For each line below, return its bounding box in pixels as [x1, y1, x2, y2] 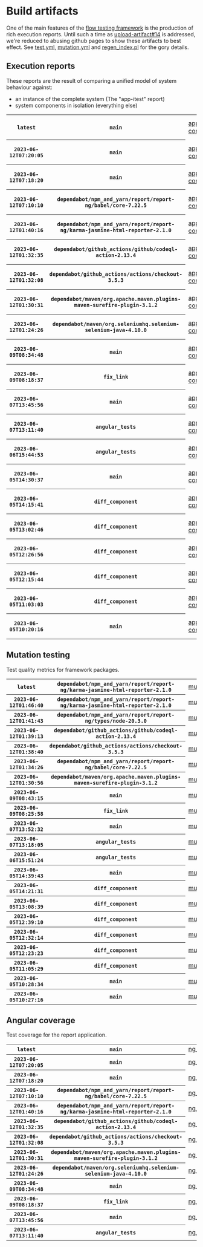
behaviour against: [6, 83, 53, 91]
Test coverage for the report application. [6, 1031, 107, 1038]
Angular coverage [6, 1015, 76, 1026]
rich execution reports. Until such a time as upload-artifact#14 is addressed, [6, 30, 196, 37]
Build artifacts [6, 4, 79, 18]
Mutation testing [6, 650, 71, 660]
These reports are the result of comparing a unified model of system [6, 77, 177, 84]
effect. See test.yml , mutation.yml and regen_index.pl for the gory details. [6, 44, 189, 51]
